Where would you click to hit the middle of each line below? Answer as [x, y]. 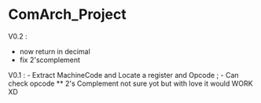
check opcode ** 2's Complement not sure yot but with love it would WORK [130, 83]
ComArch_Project [68, 15]
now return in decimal [55, 51]
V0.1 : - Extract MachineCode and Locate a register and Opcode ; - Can [123, 75]
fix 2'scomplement [50, 60]
